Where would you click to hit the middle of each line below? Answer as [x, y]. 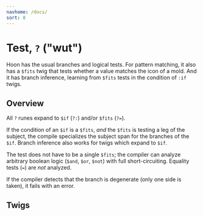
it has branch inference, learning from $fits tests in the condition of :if [97, 77]
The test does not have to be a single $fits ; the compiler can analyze [94, 155]
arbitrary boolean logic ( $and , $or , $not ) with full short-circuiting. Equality [98, 161]
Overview [25, 103]
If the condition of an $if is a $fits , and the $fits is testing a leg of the [96, 130]
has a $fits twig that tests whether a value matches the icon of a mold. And [101, 71]
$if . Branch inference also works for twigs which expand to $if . [87, 143]
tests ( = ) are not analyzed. [39, 168]
